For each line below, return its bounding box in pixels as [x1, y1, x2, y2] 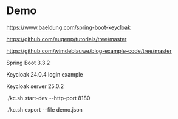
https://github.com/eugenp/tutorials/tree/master [6, 35, 127, 42]
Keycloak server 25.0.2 [6, 83, 64, 90]
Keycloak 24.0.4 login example [6, 70, 83, 78]
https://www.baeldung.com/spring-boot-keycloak [6, 24, 131, 31]
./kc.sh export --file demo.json [6, 106, 83, 113]
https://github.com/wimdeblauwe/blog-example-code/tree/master [6, 47, 172, 55]
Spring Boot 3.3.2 [6, 59, 50, 66]
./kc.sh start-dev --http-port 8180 [6, 94, 91, 101]
